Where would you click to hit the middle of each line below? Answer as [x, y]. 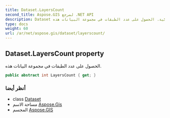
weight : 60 [17, 29]
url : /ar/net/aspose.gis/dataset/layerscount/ [55, 33]
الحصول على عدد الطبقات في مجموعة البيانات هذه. [53, 66]
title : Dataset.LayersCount [35, 10]
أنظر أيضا [15, 88]
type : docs [17, 24]
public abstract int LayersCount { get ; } [51, 75]
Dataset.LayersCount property [55, 54]
